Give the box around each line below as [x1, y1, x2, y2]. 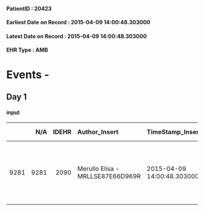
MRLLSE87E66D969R [77, 172, 141, 181]
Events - [6, 67, 50, 81]
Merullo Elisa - [77, 164, 120, 173]
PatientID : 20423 [6, 5, 52, 12]
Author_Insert [77, 128, 119, 136]
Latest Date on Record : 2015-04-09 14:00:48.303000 [6, 32, 147, 39]
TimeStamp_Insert [146, 128, 202, 136]
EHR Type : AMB [6, 46, 49, 54]
